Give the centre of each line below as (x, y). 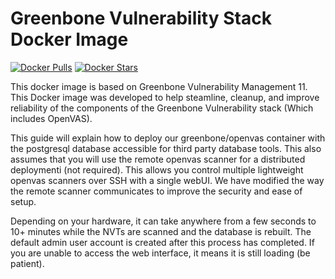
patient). (27, 263)
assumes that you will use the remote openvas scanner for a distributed (158, 159)
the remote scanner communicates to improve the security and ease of (156, 191)
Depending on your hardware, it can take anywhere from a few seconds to (163, 221)
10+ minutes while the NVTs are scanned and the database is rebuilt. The (161, 231)
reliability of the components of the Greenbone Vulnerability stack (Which (162, 108)
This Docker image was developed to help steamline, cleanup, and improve (165, 97)
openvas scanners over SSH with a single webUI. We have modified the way (167, 180)
